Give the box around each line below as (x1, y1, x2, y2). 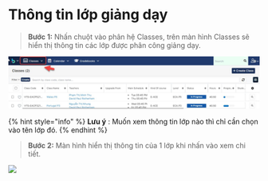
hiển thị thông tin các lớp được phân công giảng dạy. (27, 40, 201, 49)
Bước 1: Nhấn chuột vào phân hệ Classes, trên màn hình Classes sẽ (27, 32, 250, 41)
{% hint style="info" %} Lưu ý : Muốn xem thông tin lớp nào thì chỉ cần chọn (8, 117, 259, 127)
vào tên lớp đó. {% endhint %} (8, 125, 108, 135)
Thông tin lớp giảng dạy (8, 6, 168, 24)
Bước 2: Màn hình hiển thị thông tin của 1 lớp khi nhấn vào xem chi (27, 141, 246, 151)
